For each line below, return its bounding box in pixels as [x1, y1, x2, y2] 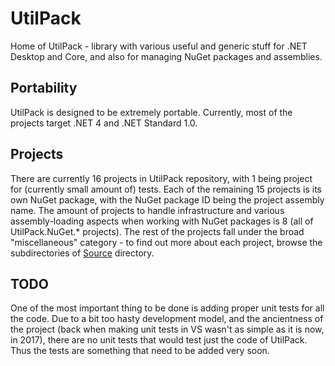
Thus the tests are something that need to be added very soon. [10, 345, 270, 357]
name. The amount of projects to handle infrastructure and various [10, 204, 285, 216]
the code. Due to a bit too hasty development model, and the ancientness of [10, 313, 324, 325]
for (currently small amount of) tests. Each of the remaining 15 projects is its [10, 183, 322, 195]
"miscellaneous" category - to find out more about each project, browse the [10, 236, 323, 248]
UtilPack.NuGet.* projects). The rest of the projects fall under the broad [10, 225, 305, 237]
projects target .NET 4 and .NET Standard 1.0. [10, 117, 198, 129]
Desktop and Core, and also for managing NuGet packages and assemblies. [10, 50, 323, 62]
